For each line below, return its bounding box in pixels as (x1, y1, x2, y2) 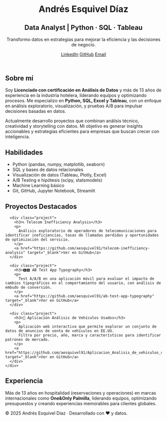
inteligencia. (5, 134, 30, 140)
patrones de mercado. (5, 337, 50, 342)
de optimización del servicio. (5, 237, 70, 242)
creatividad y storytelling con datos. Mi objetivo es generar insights (5, 123, 143, 129)
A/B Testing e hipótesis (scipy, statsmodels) (12, 177, 102, 183)
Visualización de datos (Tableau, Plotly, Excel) (12, 172, 107, 178)
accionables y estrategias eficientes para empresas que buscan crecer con (5, 128, 160, 135)
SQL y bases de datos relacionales (12, 167, 83, 172)
